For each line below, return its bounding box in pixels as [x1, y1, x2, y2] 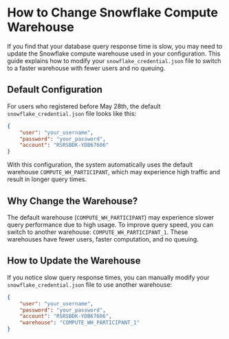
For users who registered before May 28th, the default [7, 102, 161, 110]
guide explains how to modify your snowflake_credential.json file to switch [7, 56, 221, 65]
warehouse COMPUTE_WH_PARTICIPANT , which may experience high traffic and [7, 168, 221, 176]
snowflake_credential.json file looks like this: [7, 109, 137, 117]
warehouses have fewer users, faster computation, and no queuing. [7, 235, 199, 243]
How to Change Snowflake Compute [7, 5, 219, 21]
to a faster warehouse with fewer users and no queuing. [7, 64, 166, 72]
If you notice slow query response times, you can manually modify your [7, 273, 210, 281]
